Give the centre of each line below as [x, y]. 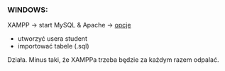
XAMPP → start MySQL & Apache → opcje [69, 25]
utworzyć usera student [52, 39]
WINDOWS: [28, 10]
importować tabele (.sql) [54, 46]
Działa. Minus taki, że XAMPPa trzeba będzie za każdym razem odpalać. [113, 60]
